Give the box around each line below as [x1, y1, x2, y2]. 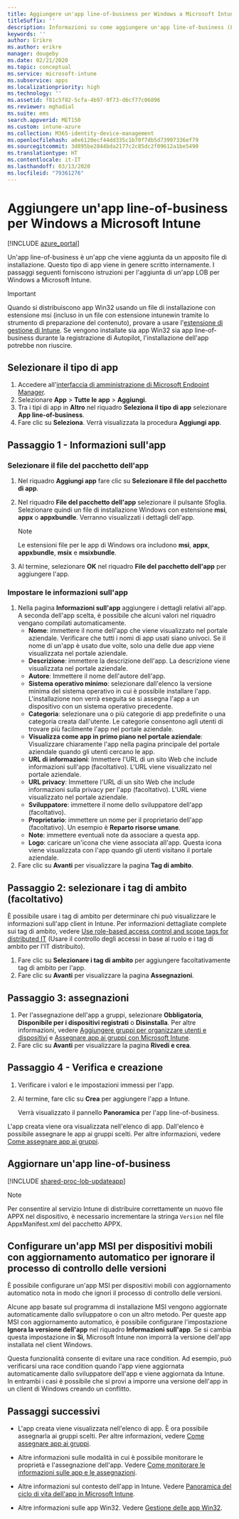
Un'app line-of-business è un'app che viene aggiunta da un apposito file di [7, 252, 228, 261]
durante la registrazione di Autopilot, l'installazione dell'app [35, 333, 209, 342]
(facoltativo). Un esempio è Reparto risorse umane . [28, 823, 181, 832]
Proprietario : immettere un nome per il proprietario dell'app [28, 815, 203, 824]
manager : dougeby [7, 51, 59, 58]
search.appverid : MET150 [7, 116, 81, 123]
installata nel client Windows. [7, 1341, 93, 1349]
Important [7, 289, 36, 298]
